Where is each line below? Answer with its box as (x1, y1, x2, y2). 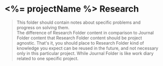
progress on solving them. (16, 24, 70, 30)
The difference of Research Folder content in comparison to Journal (16, 30, 154, 35)
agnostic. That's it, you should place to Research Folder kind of (16, 40, 144, 46)
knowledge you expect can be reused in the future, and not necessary (16, 45, 159, 51)
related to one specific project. (16, 55, 79, 61)
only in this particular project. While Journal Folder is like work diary (16, 50, 154, 56)
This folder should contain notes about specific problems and (16, 19, 141, 25)
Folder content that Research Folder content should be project (16, 35, 142, 41)
